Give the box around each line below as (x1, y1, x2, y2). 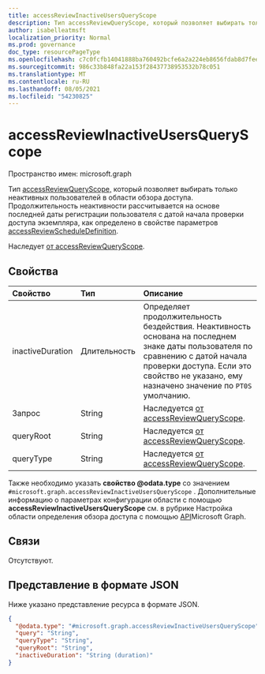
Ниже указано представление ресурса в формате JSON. (8, 599, 200, 608)
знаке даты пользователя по (143, 341, 253, 351)
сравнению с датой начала (143, 350, 248, 361)
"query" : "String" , (15, 629, 80, 638)
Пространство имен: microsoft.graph (8, 169, 132, 178)
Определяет (143, 301, 191, 312)
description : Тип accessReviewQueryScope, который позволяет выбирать (8, 19, 245, 27)
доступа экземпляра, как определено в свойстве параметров (8, 218, 218, 227)
